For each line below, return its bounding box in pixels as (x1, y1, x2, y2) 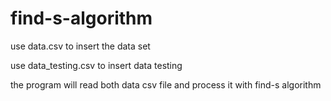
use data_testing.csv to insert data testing (10, 59, 183, 71)
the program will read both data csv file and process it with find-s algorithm (10, 78, 322, 91)
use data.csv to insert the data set (10, 40, 151, 52)
